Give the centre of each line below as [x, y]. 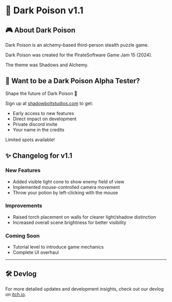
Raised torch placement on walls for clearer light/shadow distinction [84, 217]
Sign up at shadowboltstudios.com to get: [49, 103]
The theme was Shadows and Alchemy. [47, 65]
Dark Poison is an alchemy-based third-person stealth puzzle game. [77, 45]
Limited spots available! [30, 139]
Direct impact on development [45, 119]
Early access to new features [43, 113]
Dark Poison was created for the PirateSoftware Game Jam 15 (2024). [79, 55]
